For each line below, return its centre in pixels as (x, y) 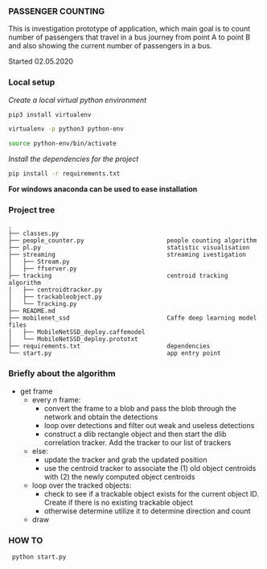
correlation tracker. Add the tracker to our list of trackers (138, 442)
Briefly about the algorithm (62, 373)
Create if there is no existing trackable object (118, 502)
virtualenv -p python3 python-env (66, 129)
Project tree (32, 210)
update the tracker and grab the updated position (125, 460)
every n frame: (56, 399)
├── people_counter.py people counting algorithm (133, 241)
